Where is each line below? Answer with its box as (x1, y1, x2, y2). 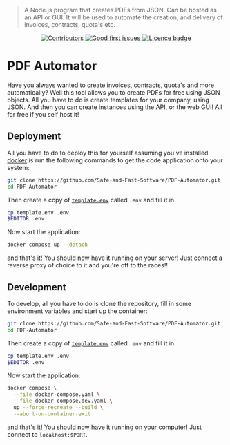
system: (7, 163, 30, 171)
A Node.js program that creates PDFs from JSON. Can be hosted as (23, 6, 218, 14)
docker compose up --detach (7, 241, 88, 248)
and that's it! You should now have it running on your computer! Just (7, 423, 202, 431)
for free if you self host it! (7, 110, 79, 118)
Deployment (7, 131, 61, 142)
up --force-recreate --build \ (13, 404, 104, 411)
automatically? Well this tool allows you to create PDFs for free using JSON (7, 88, 220, 96)
